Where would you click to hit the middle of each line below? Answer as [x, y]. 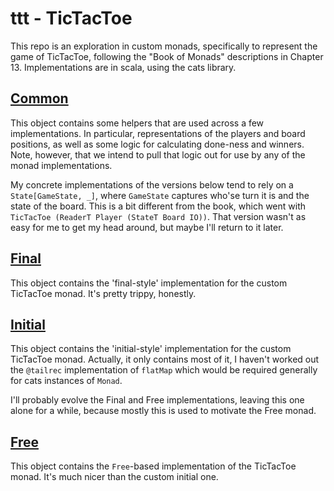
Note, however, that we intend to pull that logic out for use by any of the [158, 154]
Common [39, 98]
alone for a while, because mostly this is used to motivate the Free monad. [163, 411]
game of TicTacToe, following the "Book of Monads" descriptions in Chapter [167, 56]
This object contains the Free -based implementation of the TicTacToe [153, 466]
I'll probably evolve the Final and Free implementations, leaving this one [157, 400]
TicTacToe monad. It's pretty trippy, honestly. [103, 293]
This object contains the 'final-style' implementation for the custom [149, 283]
